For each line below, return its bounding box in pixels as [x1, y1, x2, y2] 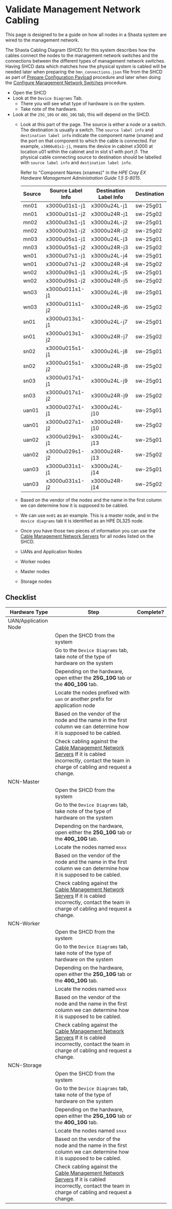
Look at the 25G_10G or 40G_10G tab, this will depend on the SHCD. [12, 111, 150, 118]
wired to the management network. [5, 37, 79, 43]
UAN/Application [8, 617, 48, 624]
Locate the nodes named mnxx [55, 843, 127, 850]
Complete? [137, 608, 164, 615]
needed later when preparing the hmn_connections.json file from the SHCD [5, 68, 163, 75]
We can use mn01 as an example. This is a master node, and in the [20, 512, 159, 518]
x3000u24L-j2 [91, 219, 128, 226]
